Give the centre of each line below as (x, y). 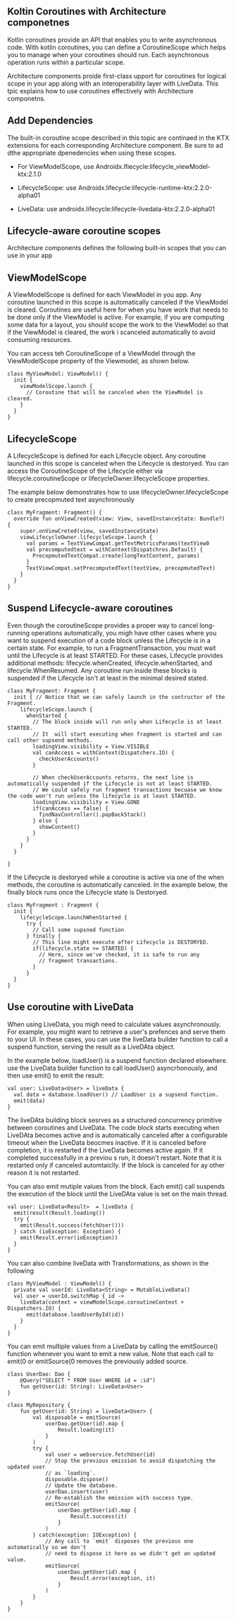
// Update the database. (81, 1485)
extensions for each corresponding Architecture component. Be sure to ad (115, 145)
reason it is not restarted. (44, 1172)
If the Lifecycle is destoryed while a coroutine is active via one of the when (116, 877)
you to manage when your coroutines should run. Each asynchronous (108, 54)
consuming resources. (40, 340)
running (19, 632)
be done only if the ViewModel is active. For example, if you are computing (116, 317)
